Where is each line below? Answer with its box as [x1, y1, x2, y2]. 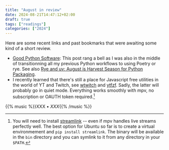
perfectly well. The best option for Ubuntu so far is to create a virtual [12, 123, 155, 129]
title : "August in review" [5, 7, 62, 13]
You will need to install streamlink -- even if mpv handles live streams [12, 118, 156, 124]
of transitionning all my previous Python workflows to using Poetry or [12, 61, 156, 67]
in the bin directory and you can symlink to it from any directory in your [12, 134, 160, 140]
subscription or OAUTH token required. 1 [12, 93, 95, 99]
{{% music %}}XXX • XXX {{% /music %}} [5, 103, 92, 109]
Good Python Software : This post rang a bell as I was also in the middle [12, 55, 160, 61]
